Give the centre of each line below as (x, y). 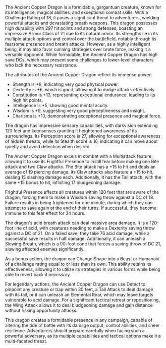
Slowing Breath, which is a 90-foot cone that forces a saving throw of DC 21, (83, 244)
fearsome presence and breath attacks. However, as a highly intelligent (78, 44)
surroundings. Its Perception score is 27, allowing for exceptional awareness (83, 136)
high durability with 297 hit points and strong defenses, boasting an (74, 28)
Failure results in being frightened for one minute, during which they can (79, 203)
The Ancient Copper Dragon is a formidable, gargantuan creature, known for (83, 7)
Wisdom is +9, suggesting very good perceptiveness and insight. (79, 111)
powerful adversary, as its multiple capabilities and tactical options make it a (83, 336)
